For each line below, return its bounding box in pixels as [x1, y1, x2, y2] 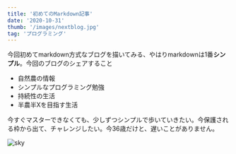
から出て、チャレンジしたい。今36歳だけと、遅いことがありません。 [19, 124, 219, 133]
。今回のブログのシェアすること [20, 59, 113, 68]
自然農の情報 [17, 74, 55, 83]
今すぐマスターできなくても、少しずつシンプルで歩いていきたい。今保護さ [7, 116, 223, 124]
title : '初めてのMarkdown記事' [7, 10, 93, 18]
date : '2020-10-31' [7, 17, 65, 24]
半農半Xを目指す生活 [17, 100, 78, 109]
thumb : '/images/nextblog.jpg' [7, 23, 100, 30]
